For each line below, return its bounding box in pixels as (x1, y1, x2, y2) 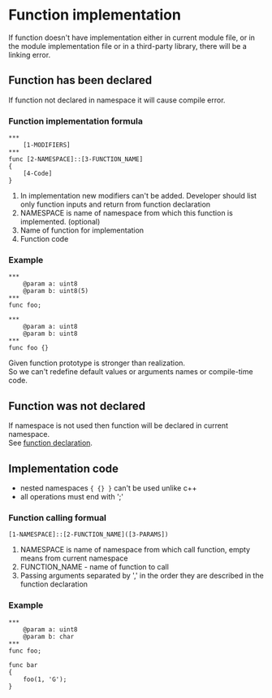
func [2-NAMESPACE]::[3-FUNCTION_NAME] (8, 155, 144, 164)
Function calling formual (8, 512, 107, 523)
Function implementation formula (8, 116, 144, 127)
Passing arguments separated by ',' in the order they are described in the (19, 571, 264, 581)
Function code (19, 234, 69, 244)
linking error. (8, 50, 51, 59)
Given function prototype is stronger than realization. (8, 358, 185, 368)
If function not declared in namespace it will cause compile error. (8, 95, 226, 105)
